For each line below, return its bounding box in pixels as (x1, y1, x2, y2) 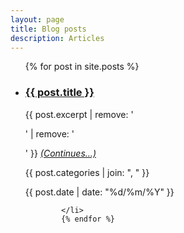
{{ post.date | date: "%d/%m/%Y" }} (24, 186, 175, 198)
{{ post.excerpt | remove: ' (24, 108, 134, 120)
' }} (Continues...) (24, 147, 97, 159)
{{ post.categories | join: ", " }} (24, 166, 150, 178)
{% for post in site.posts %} (24, 61, 140, 73)
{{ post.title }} (24, 86, 95, 100)
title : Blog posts (10, 24, 87, 34)
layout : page (10, 14, 65, 25)
